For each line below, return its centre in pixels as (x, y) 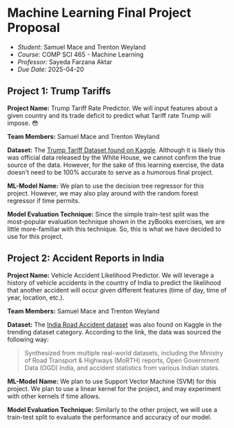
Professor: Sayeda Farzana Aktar (65, 61)
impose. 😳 (23, 123)
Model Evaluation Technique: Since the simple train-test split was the (108, 214)
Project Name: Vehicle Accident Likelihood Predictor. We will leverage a (111, 275)
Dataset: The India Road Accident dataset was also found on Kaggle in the (115, 324)
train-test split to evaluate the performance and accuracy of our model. (109, 417)
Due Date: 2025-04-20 (51, 69)
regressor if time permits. (44, 200)
